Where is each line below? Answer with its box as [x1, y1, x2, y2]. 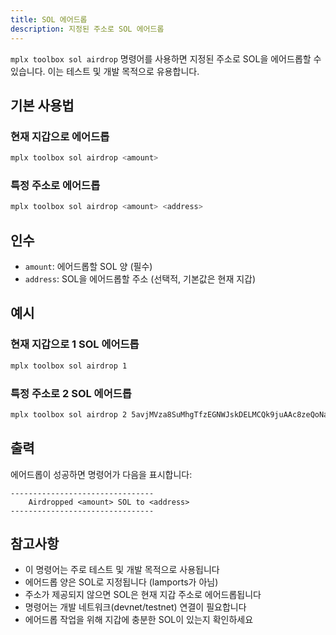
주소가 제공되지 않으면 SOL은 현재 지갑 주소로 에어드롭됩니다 [24, 589, 262, 601]
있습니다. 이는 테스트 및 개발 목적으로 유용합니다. [10, 65, 200, 77]
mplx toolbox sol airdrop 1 [10, 361, 128, 371]
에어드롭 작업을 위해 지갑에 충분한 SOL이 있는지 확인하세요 [24, 614, 254, 626]
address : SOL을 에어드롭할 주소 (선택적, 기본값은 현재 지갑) [24, 273, 257, 285]
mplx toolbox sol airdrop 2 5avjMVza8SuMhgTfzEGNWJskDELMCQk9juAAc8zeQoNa [10, 409, 329, 420]
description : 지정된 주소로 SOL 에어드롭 [10, 24, 165, 34]
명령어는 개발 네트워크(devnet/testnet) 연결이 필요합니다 [24, 601, 247, 613]
